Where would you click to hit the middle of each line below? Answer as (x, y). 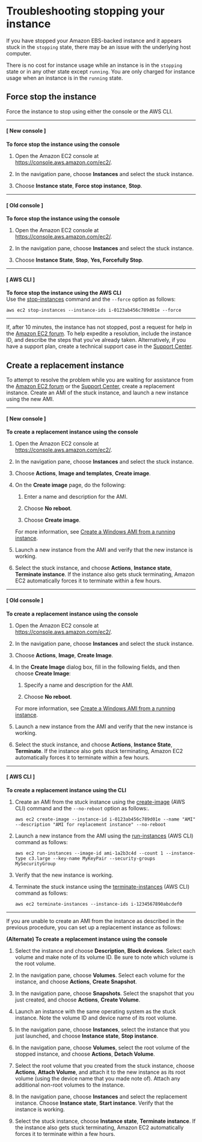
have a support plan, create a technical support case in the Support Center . (99, 346)
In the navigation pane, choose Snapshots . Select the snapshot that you (104, 993)
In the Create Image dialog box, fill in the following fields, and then (97, 667)
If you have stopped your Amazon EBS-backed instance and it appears (94, 40)
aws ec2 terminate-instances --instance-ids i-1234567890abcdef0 (98, 904)
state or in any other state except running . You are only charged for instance (101, 71)
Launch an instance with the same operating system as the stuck (95, 1011)
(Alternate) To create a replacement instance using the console (87, 939)
